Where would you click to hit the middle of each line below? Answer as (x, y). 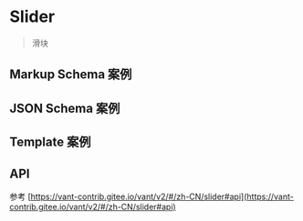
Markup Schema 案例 (71, 75)
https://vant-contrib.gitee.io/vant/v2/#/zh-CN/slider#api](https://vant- (162, 196)
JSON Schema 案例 (65, 108)
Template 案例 (50, 142)
